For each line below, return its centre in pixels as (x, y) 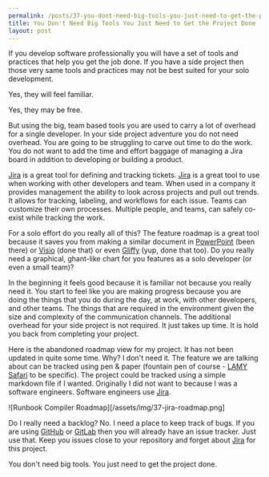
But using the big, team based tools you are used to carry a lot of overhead (132, 126)
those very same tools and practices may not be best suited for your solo (129, 71)
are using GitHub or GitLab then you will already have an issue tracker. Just (132, 432)
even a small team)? (41, 267)
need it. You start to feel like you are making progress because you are (125, 291)
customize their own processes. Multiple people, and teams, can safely (126, 209)
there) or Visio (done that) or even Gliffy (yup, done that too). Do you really (131, 250)
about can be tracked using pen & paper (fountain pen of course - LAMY (128, 366)
